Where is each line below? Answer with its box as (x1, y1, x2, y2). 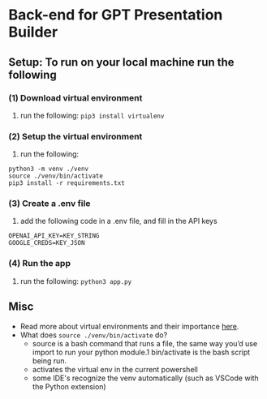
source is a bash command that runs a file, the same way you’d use (32, 338, 258, 348)
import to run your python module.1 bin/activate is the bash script (32, 347, 251, 357)
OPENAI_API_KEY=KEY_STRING (8, 232, 100, 240)
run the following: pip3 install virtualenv (19, 110, 165, 120)
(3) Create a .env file (8, 198, 91, 209)
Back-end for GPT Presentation (8, 6, 223, 24)
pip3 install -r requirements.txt (8, 179, 126, 187)
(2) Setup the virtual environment (8, 131, 143, 142)
